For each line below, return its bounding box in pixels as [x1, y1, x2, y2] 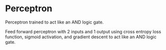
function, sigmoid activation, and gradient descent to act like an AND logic [5, 34, 157, 40]
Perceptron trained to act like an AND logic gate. [5, 19, 104, 25]
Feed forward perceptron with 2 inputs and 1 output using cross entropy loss [5, 28, 162, 34]
